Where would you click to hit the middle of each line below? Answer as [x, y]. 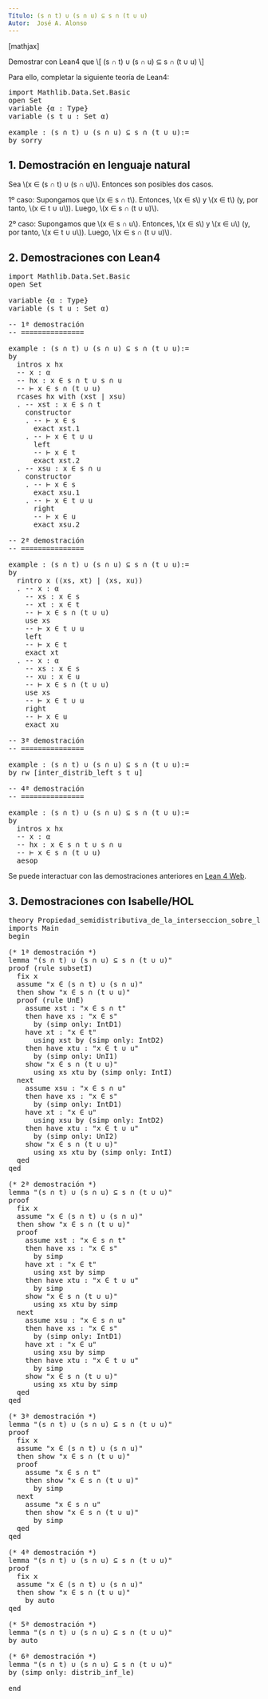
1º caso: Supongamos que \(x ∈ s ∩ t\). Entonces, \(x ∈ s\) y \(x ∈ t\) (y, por [133, 200]
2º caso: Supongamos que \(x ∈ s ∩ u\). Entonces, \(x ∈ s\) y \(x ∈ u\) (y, [129, 224]
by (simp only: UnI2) [75, 1136]
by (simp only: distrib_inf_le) [71, 1672]
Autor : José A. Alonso [48, 23]
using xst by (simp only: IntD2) [99, 1040]
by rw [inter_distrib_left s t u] [76, 773]
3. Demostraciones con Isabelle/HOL [101, 901]
